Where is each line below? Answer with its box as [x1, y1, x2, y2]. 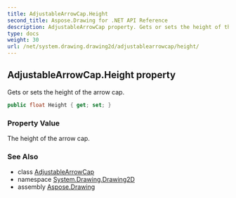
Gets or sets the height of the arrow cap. [7, 87, 125, 96]
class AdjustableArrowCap [17, 168, 95, 176]
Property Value [7, 118, 60, 128]
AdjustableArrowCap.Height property [7, 69, 176, 81]
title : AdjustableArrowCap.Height [7, 10, 109, 18]
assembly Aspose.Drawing [17, 182, 96, 191]
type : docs [7, 30, 39, 37]
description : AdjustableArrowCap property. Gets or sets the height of [7, 23, 221, 30]
